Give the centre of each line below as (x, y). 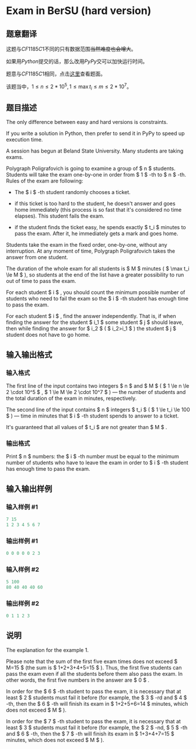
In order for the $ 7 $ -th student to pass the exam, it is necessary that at (93, 721)
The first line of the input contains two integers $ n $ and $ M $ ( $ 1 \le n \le (98, 386)
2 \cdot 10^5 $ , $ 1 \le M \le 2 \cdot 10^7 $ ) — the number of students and (96, 392)
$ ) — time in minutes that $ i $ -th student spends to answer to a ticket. (92, 416)
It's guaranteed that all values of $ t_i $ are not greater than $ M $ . (87, 427)
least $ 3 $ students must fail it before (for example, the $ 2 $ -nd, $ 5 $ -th (97, 727)
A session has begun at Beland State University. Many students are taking (95, 151)
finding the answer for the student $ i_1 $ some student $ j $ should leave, (95, 322)
